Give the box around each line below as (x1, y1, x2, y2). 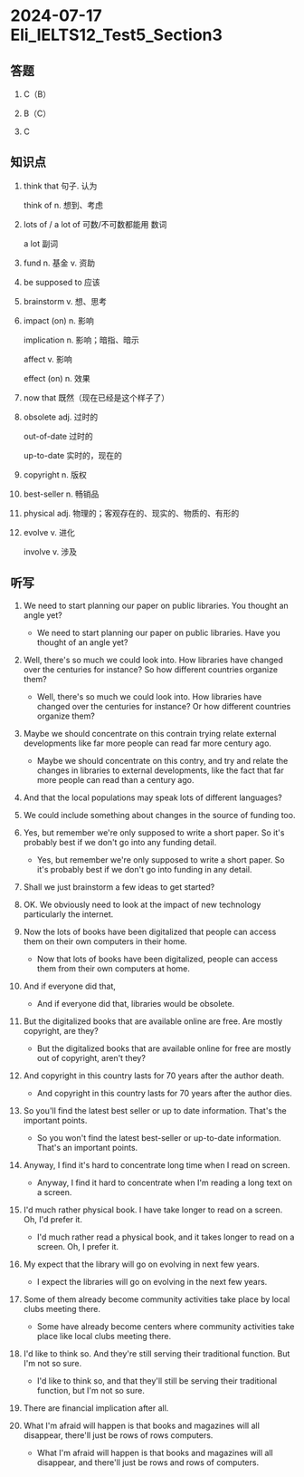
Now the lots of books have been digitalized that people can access (23, 926, 277, 937)
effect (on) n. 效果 (23, 372, 90, 383)
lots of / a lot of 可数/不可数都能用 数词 (23, 218, 167, 229)
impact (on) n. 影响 (23, 314, 94, 326)
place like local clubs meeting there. (36, 1330, 172, 1341)
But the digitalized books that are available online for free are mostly (36, 1043, 292, 1054)
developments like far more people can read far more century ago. (23, 738, 272, 748)
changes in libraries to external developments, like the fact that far (36, 765, 284, 776)
